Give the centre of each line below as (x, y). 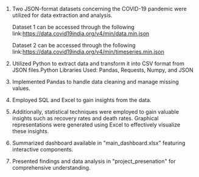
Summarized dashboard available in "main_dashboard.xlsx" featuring (99, 143)
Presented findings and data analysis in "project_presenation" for (94, 161)
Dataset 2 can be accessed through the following (74, 45)
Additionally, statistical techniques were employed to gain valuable (96, 112)
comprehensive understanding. (51, 168)
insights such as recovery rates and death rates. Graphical (85, 118)
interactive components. (43, 149)
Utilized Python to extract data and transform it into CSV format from (98, 64)
